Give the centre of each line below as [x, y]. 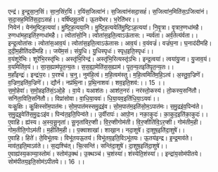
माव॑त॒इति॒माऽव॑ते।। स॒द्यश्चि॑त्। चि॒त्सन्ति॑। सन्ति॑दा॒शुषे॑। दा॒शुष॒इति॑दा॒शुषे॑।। [88, 146]
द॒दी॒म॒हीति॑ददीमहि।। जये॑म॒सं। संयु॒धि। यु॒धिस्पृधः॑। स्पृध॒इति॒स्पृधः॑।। [81, 51]
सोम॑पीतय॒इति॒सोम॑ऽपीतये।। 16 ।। [46, 161]
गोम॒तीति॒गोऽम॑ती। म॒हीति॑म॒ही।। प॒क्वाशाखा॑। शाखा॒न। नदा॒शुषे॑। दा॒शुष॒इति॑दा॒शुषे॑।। [97, 130]
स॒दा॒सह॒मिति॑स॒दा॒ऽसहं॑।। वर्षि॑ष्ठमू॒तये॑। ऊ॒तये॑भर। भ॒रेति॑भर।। [74, 19]
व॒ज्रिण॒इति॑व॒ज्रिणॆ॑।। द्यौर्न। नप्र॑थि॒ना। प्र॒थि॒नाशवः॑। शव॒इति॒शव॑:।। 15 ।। [87, 82]
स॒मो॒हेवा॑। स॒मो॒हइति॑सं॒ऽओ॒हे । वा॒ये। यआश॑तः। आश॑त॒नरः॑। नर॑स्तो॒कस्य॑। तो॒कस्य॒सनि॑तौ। [104, 91]
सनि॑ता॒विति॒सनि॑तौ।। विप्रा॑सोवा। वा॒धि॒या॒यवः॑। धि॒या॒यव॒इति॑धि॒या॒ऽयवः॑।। [84, 98]
